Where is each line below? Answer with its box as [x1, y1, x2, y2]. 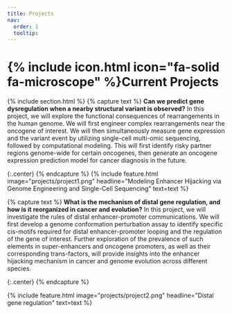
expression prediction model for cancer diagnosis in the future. [7, 156, 187, 165]
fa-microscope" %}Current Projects [7, 74, 220, 90]
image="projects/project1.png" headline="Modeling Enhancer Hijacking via [7, 177, 222, 185]
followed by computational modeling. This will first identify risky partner [7, 142, 212, 150]
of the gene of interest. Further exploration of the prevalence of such [7, 235, 204, 243]
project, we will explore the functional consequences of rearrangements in [7, 112, 220, 120]
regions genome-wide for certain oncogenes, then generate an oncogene [7, 149, 218, 157]
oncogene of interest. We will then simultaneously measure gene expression [7, 126, 225, 135]
